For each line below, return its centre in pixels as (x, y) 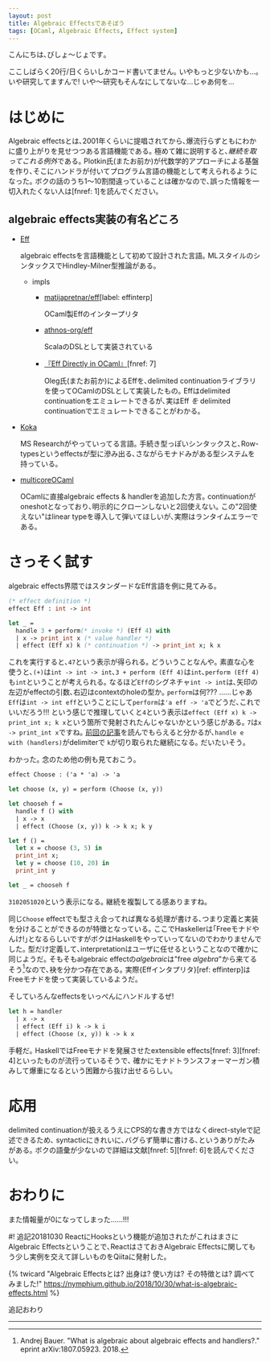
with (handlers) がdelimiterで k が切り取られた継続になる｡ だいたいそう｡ (127, 743)
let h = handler (35, 1012)
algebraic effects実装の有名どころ (94, 219)
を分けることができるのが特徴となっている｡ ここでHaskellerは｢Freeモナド (131, 928)
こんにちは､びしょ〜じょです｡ (57, 55)
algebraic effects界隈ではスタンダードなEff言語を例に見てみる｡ (113, 586)
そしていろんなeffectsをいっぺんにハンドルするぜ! (91, 996)
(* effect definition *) (50, 601)
